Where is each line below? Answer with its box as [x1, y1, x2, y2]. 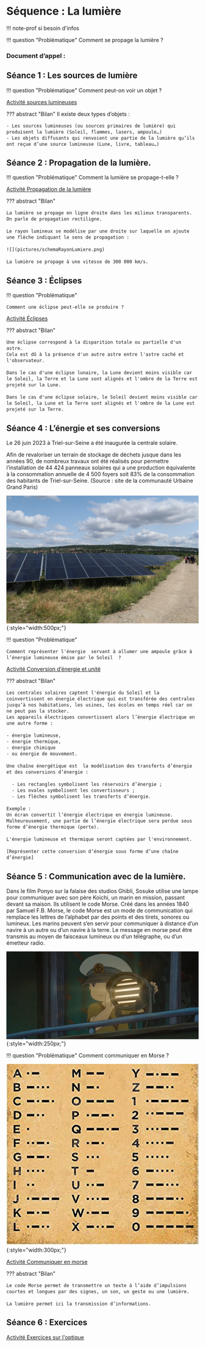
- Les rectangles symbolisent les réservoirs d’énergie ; [12, 781, 163, 788]
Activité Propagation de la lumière [6, 186, 92, 193]
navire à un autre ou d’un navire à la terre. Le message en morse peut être [6, 926, 192, 934]
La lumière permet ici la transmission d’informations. [6, 1301, 151, 1307]
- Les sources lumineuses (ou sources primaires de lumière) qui [6, 123, 176, 129]
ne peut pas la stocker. [6, 708, 70, 715]
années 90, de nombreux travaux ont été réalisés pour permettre [6, 458, 169, 465]
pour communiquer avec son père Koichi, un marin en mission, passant [6, 894, 185, 901]
